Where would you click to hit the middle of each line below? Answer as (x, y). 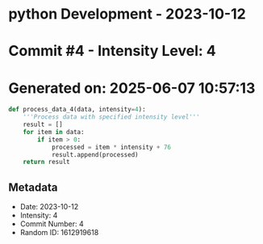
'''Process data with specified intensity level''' (111, 117)
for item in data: (54, 132)
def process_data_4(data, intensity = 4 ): (77, 110)
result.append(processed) (95, 154)
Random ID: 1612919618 (59, 233)
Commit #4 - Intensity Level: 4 (112, 51)
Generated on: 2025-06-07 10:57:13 (132, 88)
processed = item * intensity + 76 (111, 147)
